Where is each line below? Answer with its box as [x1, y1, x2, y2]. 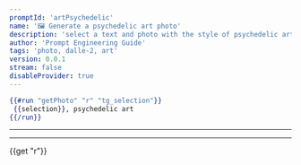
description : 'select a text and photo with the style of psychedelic [9, 30, 279, 39]
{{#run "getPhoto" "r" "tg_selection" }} [9, 96, 163, 105]
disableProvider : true [9, 72, 94, 81]
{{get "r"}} [9, 145, 47, 157]
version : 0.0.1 [9, 55, 66, 64]
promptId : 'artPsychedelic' [9, 13, 115, 22]
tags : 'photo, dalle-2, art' [9, 47, 118, 56]
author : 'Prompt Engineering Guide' [9, 38, 146, 48]
